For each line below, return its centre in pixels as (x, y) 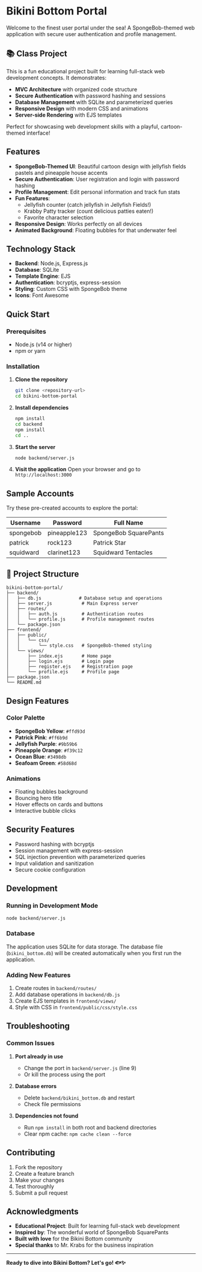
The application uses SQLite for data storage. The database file (85, 946)
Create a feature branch (44, 1173)
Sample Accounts (40, 493)
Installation (23, 366)
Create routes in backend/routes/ (56, 988)
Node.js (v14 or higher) (43, 344)
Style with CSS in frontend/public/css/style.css (76, 1008)
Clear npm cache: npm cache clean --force (78, 1134)
